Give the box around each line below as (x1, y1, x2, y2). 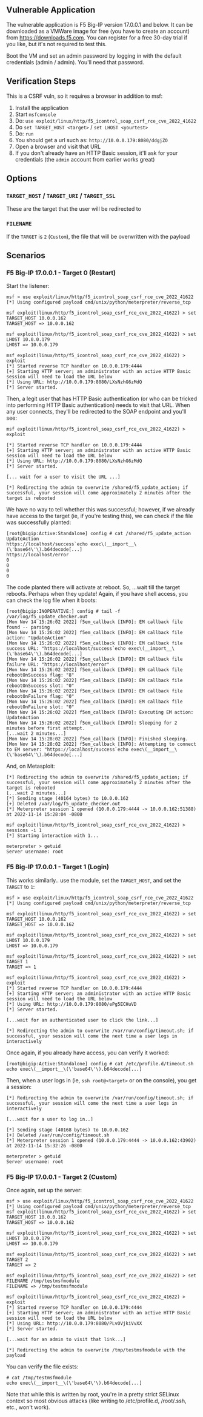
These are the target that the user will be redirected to (6, 205, 141, 213)
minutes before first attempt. (6, 725, 85, 731)
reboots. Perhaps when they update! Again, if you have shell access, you (6, 590, 188, 598)
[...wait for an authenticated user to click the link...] (6, 1017, 159, 1023)
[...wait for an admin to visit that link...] (6, 1336, 126, 1342)
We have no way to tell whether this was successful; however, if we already (6, 506, 195, 513)
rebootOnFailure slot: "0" (6, 704, 75, 710)
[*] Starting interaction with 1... (6, 833, 99, 839)
